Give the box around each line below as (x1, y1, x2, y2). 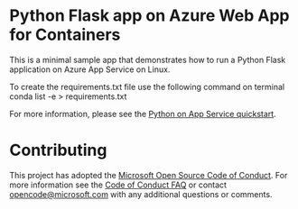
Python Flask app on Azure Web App (9, 5, 290, 26)
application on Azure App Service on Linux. (9, 64, 171, 75)
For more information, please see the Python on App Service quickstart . (9, 108, 277, 119)
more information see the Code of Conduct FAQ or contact (9, 179, 228, 190)
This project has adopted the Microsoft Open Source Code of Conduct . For (9, 169, 288, 180)
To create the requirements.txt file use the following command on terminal (9, 81, 285, 92)
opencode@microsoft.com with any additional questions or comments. (9, 188, 273, 199)
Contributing (9, 141, 107, 160)
